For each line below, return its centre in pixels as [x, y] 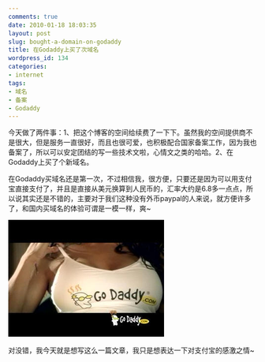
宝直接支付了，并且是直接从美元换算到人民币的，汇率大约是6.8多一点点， [127, 188]
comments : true [33, 17]
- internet [26, 75]
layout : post [30, 33]
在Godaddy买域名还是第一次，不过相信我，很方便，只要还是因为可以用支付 [130, 179]
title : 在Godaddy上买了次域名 [54, 50]
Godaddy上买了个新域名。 [51, 162]
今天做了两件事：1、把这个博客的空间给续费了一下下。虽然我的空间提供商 [127, 132]
